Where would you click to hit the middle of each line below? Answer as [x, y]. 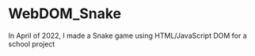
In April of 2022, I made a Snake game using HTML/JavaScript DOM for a [127, 35]
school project [32, 43]
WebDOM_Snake [65, 14]
